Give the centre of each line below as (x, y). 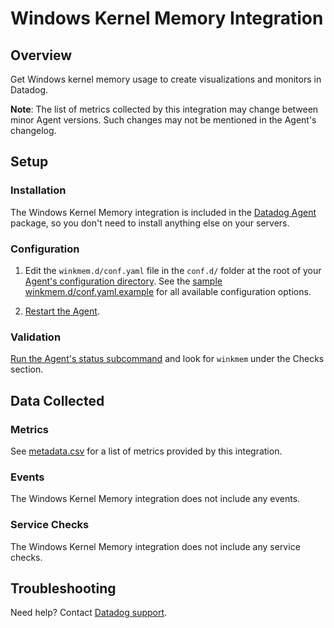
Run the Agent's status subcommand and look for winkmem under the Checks (167, 359)
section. (27, 369)
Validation (36, 337)
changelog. (33, 130)
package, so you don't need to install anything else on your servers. (150, 223)
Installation (38, 190)
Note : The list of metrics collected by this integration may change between (164, 109)
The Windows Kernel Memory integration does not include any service (155, 546)
